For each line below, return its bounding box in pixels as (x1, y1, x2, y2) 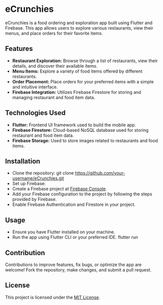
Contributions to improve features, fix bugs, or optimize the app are (5, 262, 142, 267)
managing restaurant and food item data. (12, 94, 96, 100)
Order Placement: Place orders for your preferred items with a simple (12, 78, 154, 84)
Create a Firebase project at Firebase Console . (12, 186, 107, 192)
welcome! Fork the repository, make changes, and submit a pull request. (5, 267, 152, 272)
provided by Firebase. (12, 196, 57, 202)
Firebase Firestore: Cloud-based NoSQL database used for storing (12, 127, 149, 133)
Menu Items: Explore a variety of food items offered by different (12, 68, 143, 74)
